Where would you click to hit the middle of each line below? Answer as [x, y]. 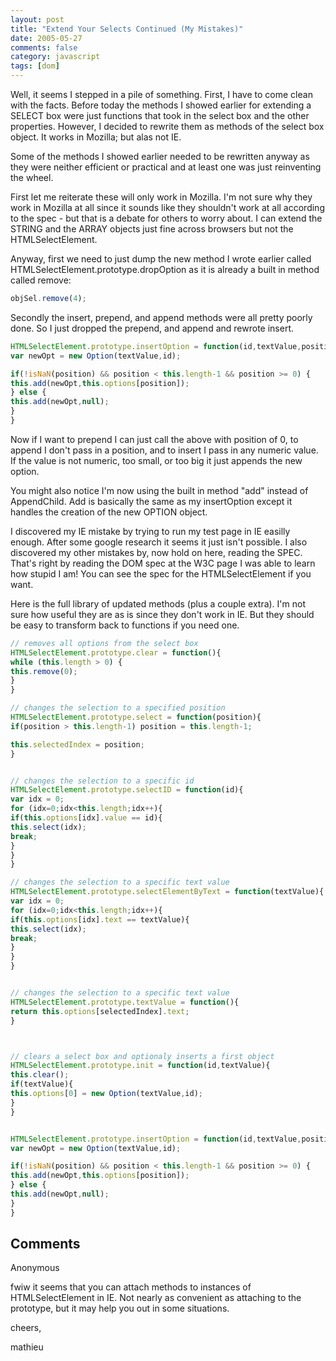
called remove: [41, 280]
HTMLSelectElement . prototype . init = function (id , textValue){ [140, 1066]
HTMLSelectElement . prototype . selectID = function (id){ [127, 790]
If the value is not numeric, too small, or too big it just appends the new [156, 460]
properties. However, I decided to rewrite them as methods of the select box [167, 126]
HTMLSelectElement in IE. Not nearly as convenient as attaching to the [156, 1298]
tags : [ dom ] [35, 66]
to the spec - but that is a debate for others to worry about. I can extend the [166, 218]
